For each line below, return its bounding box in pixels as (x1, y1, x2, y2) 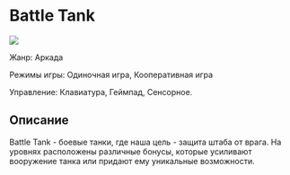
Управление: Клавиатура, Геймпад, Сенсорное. (9, 86, 193, 97)
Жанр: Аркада (9, 51, 64, 63)
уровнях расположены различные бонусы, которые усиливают (9, 145, 253, 157)
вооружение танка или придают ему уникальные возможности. (9, 155, 256, 166)
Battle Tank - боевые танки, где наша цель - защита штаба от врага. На (9, 136, 282, 147)
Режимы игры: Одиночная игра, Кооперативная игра (9, 69, 214, 80)
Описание (9, 113, 69, 128)
